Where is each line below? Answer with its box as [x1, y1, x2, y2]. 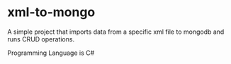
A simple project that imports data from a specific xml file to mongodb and [7, 27, 225, 36]
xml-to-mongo [7, 4, 96, 20]
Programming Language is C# [7, 49, 95, 57]
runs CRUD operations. [7, 34, 75, 43]
